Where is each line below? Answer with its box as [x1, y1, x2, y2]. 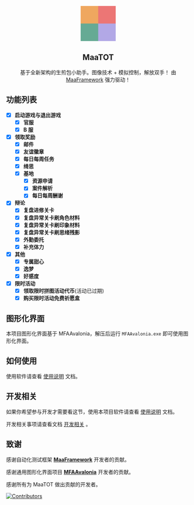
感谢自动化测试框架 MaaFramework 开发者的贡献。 [6, 456, 130, 463]
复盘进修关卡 [23, 207, 54, 214]
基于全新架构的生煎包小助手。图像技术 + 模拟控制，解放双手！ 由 [20, 68, 176, 75]
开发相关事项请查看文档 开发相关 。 [6, 420, 91, 427]
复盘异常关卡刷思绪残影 [23, 229, 80, 236]
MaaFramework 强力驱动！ [65, 76, 131, 83]
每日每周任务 [23, 155, 54, 162]
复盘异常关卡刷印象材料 [23, 222, 80, 229]
